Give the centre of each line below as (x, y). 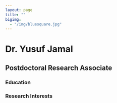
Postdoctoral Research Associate (59, 68)
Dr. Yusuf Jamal (39, 49)
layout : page (19, 10)
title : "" (16, 15)
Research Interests (29, 96)
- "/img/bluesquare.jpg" (36, 24)
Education (18, 82)
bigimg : (13, 19)
